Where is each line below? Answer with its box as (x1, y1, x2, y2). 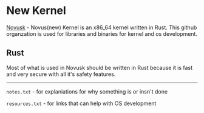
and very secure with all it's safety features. (6, 70, 116, 78)
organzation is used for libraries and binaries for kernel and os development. (6, 30, 197, 37)
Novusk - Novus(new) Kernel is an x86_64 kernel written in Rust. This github (6, 24, 197, 31)
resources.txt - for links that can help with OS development (6, 100, 157, 107)
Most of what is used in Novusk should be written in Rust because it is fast (6, 64, 193, 71)
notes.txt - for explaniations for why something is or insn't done (6, 87, 168, 95)
